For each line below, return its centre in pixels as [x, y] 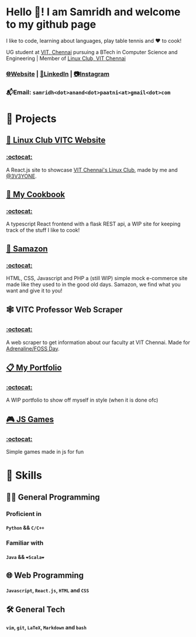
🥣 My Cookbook [36, 195]
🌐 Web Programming [45, 576]
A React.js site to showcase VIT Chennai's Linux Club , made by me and [92, 170]
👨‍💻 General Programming [53, 497]
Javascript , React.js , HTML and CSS [48, 590]
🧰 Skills [24, 476]
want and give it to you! [34, 291]
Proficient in [24, 514]
